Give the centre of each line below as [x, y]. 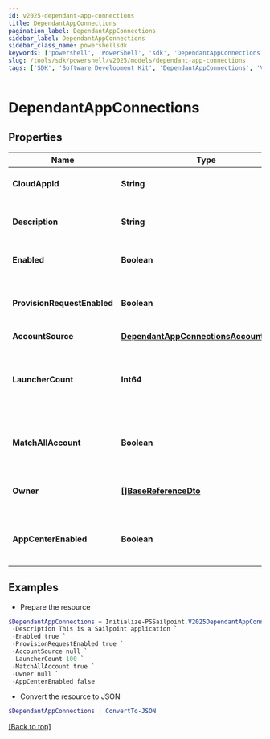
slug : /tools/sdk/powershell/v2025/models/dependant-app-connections [127, 61]
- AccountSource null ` [50, 651]
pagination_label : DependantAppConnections [82, 31]
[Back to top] [30, 727]
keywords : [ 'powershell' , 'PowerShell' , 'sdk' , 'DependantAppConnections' [136, 53]
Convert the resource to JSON [70, 696]
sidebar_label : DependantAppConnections [77, 38]
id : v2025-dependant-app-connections [72, 16]
